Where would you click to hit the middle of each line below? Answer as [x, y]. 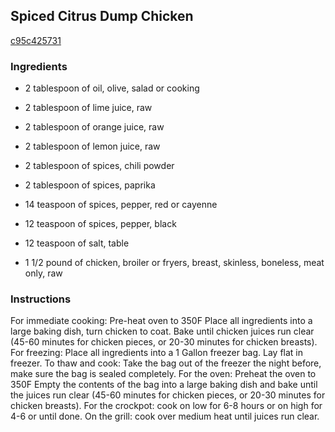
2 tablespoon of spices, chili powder [99, 166]
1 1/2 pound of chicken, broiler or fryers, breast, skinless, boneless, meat [174, 263]
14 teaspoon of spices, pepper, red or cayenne [121, 205]
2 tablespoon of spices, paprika [90, 185]
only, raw [43, 273]
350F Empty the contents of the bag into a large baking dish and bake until [164, 385]
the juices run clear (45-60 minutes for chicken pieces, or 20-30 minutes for [168, 395]
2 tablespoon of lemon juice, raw [92, 146]
